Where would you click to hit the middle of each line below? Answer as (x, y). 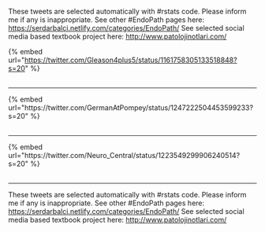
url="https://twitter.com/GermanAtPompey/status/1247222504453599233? (131, 108)
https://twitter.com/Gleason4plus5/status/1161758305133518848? (131, 60)
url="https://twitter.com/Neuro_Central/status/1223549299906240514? (124, 155)
